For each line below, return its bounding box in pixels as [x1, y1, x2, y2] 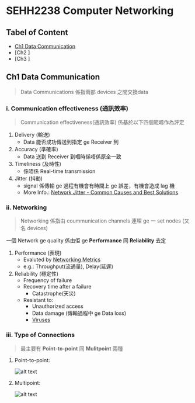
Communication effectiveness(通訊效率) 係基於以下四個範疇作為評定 [20, 119, 185, 126]
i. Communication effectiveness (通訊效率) [6, 104, 128, 112]
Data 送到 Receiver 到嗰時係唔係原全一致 [23, 153, 121, 160]
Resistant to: [23, 297, 54, 304]
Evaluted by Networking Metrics [23, 256, 101, 263]
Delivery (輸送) [14, 131, 51, 138]
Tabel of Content [6, 27, 68, 37]
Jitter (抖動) [14, 175, 43, 182]
